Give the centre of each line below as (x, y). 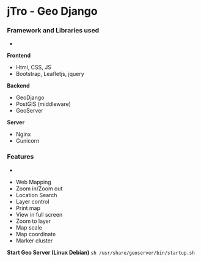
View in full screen (39, 214)
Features (20, 157)
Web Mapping (33, 182)
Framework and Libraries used (53, 31)
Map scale (29, 227)
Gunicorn (27, 141)
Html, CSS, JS (33, 67)
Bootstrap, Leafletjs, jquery (50, 74)
